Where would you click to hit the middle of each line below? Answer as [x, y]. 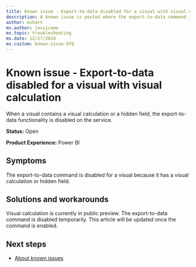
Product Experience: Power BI [43, 142]
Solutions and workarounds [57, 200]
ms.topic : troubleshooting [39, 33]
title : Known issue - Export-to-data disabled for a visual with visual [96, 11]
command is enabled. [32, 226]
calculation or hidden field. [38, 181]
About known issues [39, 258]
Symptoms [26, 161]
